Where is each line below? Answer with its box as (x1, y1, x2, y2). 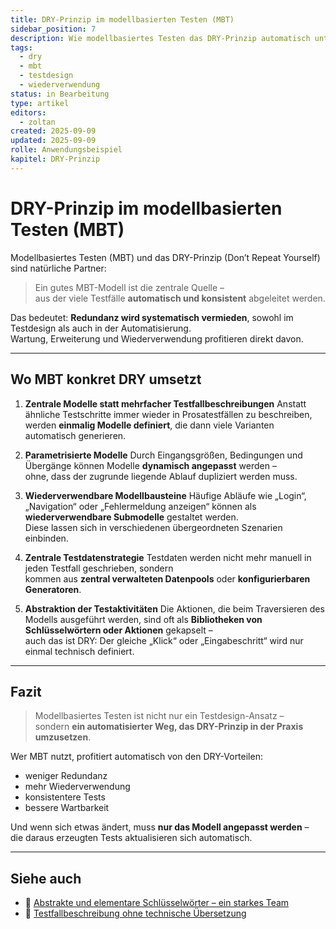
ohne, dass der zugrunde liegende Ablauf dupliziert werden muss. (24, 470, 298, 482)
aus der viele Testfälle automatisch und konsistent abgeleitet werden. (34, 292, 326, 304)
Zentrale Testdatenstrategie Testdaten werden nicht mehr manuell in (24, 551, 312, 563)
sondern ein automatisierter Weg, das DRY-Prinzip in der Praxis (34, 721, 304, 733)
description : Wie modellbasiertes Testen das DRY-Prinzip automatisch (10, 33, 311, 43)
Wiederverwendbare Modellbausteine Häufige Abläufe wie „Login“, (24, 489, 307, 501)
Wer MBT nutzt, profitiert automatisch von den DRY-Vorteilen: (10, 751, 263, 763)
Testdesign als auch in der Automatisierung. (10, 322, 192, 334)
